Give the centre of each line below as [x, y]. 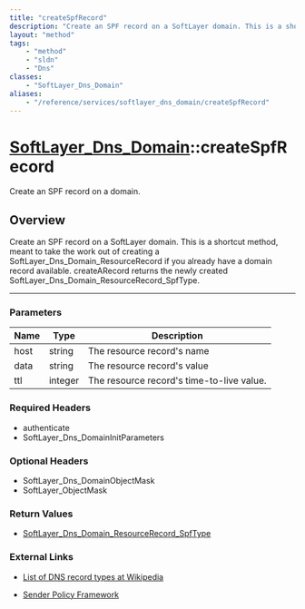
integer [64, 380]
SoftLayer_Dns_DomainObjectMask [89, 481]
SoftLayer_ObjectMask [64, 490]
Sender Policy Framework [71, 594]
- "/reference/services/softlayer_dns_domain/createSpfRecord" [148, 102]
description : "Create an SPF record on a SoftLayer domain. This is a [146, 26]
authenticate [46, 427]
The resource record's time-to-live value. [177, 380]
